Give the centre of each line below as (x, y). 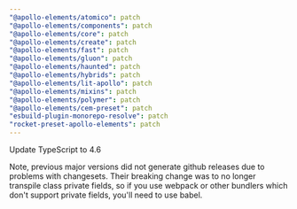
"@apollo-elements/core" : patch (69, 34)
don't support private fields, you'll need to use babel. (106, 195)
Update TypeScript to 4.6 (55, 150)
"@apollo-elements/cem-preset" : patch (81, 108)
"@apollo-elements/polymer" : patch (75, 100)
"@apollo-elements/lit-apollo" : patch (81, 83)
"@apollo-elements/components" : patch (81, 26)
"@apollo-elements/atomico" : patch (75, 17)
